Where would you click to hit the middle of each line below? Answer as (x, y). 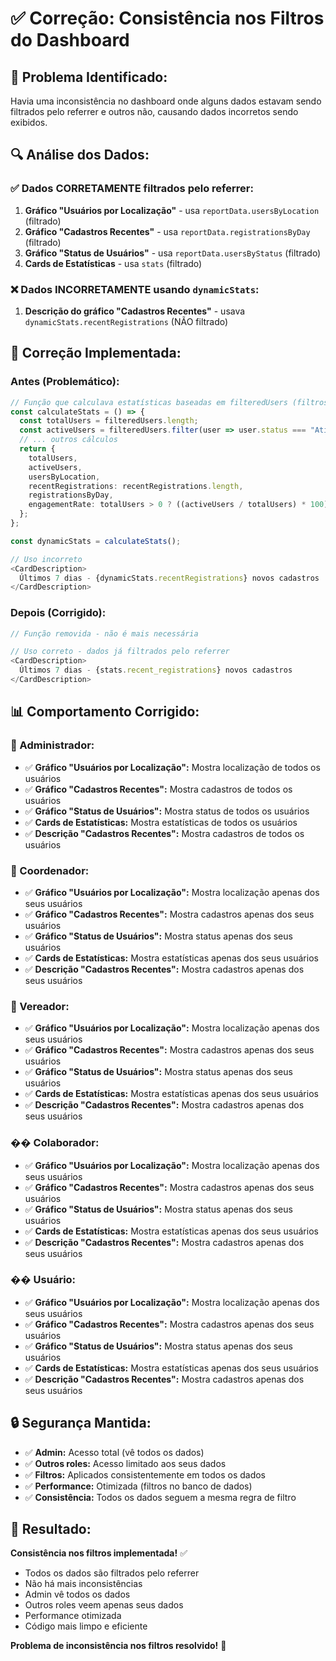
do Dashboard (70, 40)
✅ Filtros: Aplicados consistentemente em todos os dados (145, 1474)
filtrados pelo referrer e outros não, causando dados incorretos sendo (154, 111)
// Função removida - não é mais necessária (104, 633)
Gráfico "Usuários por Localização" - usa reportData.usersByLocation (172, 210)
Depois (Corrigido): (58, 613)
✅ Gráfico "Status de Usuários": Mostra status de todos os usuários (167, 811)
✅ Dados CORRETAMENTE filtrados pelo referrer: (132, 189)
